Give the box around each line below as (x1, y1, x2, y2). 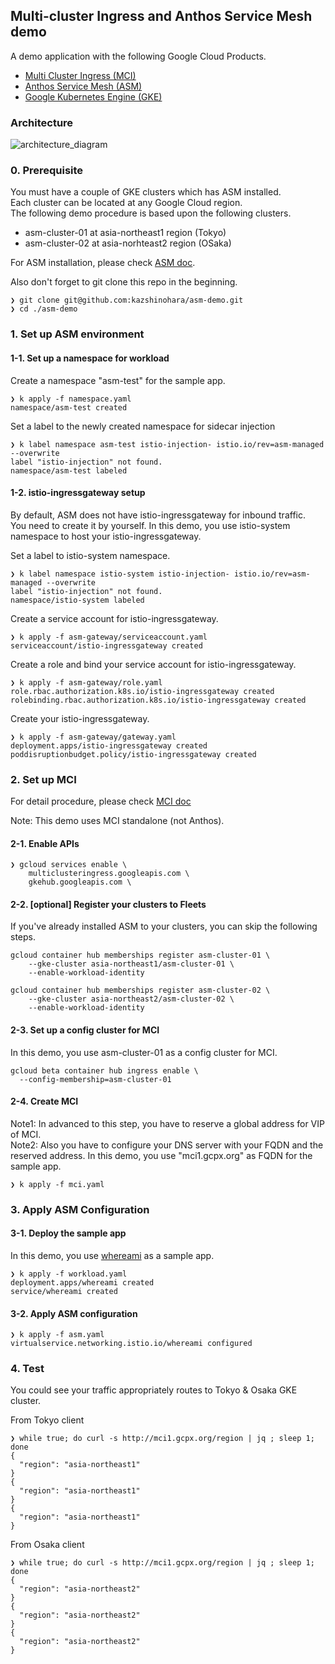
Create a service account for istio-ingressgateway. (10, 612, 219, 624)
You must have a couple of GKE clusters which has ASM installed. (10, 186, 282, 198)
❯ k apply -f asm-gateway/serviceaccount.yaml (10, 632, 208, 642)
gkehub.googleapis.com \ (28, 877, 132, 888)
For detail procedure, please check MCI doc (10, 795, 192, 808)
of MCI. (10, 1128, 42, 1140)
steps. (10, 931, 36, 943)
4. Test (10, 1362, 45, 1376)
